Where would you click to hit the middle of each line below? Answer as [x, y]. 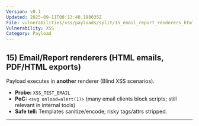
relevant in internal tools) [45, 105]
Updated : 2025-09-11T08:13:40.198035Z [54, 17]
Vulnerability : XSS [30, 28]
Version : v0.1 [24, 12]
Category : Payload [29, 34]
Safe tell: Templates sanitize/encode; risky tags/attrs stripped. [91, 111]
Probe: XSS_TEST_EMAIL [42, 92]
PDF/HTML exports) [44, 67]
